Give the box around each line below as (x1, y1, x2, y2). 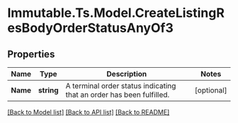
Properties (7, 48, 55, 60)
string (38, 86, 59, 95)
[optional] (194, 86, 227, 95)
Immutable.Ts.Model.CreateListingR (7, 5, 225, 21)
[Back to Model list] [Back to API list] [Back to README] (7, 108, 170, 116)
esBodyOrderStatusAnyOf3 (7, 20, 174, 36)
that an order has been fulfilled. (65, 90, 170, 100)
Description (106, 69, 147, 78)
